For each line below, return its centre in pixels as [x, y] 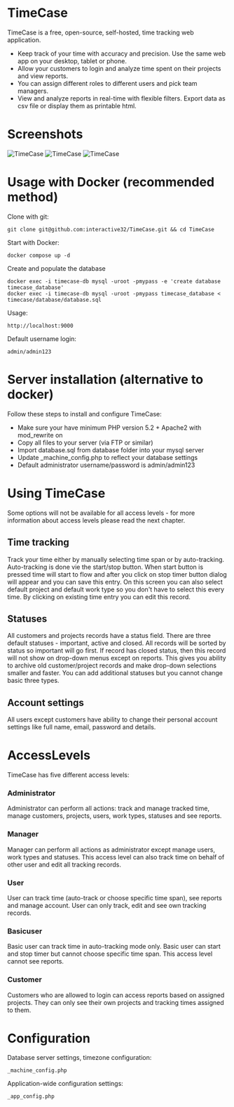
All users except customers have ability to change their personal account [112, 719]
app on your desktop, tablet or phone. [72, 60]
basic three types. [33, 681]
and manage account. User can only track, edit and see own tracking [107, 905]
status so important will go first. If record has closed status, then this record [117, 651]
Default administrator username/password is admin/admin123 [106, 465]
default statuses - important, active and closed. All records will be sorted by [117, 643]
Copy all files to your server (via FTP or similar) [85, 442]
